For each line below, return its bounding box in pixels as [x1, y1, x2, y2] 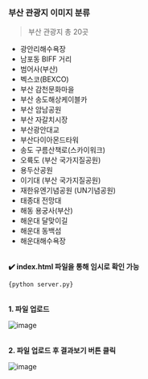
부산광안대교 [19, 125, 60, 135]
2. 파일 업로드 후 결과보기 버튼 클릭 [8, 346, 117, 356]
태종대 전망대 [19, 196, 62, 205]
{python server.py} [8, 280, 74, 288]
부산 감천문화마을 [19, 85, 75, 95]
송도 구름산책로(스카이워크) [19, 145, 106, 155]
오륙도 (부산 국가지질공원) [19, 155, 101, 165]
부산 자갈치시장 [19, 115, 68, 124]
